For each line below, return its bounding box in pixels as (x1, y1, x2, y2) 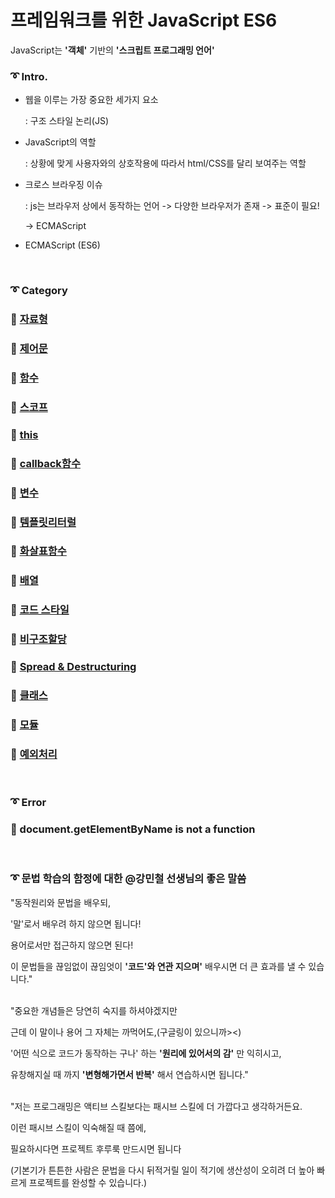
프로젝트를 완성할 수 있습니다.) (28, 1176, 148, 1188)
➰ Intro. (10, 69, 49, 83)
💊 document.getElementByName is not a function (10, 822, 256, 836)
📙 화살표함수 (10, 544, 67, 558)
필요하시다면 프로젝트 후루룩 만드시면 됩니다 (10, 1142, 182, 1155)
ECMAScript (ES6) (24, 239, 101, 251)
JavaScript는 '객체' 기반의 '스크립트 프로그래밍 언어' (10, 44, 215, 56)
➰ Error (10, 796, 47, 810)
